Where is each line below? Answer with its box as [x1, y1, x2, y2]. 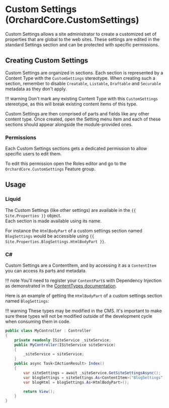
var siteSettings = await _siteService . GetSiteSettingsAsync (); [23, 370, 161, 375]
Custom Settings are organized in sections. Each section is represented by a [5, 70, 163, 76]
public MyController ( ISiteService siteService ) [14, 342, 116, 347]
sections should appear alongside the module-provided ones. [5, 121, 133, 127]
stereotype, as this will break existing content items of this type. [5, 101, 137, 107]
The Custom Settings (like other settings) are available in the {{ [5, 207, 136, 213]
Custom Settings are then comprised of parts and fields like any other [5, 110, 149, 116]
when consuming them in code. [5, 319, 70, 325]
